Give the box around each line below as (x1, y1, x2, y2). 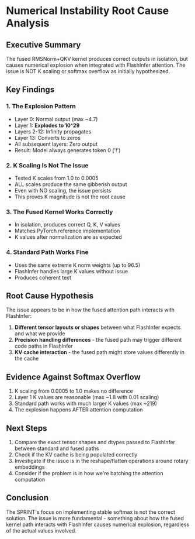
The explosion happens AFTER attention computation (14, 406, 143, 413)
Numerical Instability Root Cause (6, 4, 169, 18)
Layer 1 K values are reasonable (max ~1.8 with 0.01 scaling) (14, 394, 159, 401)
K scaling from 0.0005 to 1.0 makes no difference (14, 387, 133, 394)
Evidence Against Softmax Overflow (6, 372, 141, 382)
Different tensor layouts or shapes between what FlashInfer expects (14, 324, 181, 331)
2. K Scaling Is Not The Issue (6, 161, 89, 169)
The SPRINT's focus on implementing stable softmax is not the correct (6, 508, 176, 516)
